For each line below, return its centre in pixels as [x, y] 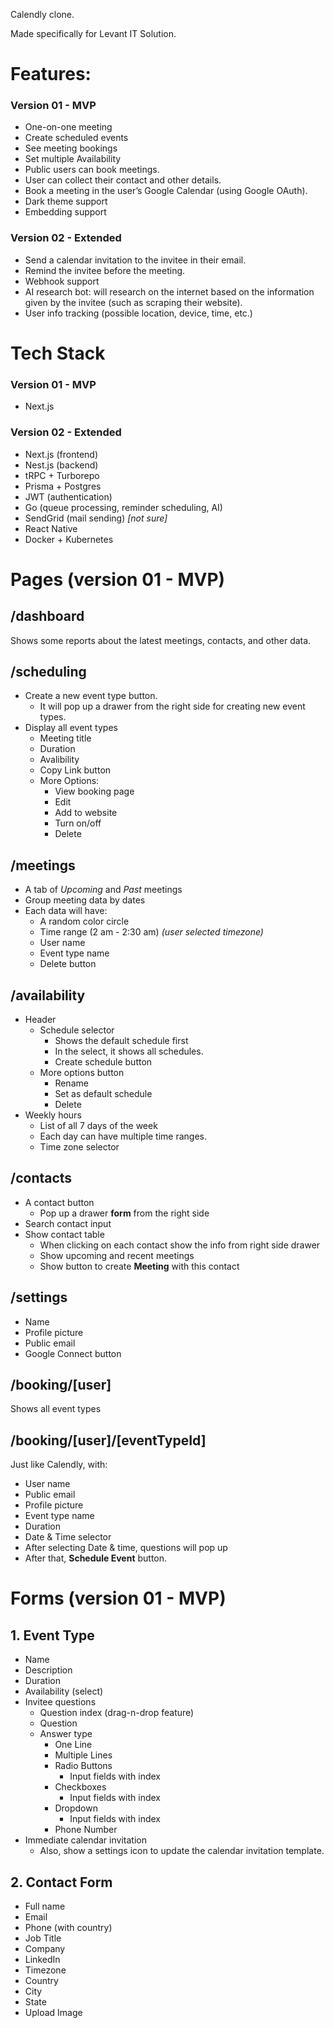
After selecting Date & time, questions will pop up [126, 1548]
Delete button [68, 964]
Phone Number [86, 1830]
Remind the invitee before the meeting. [105, 270]
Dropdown [76, 1808]
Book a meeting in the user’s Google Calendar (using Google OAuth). [166, 191]
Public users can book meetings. [92, 170]
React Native [51, 528]
